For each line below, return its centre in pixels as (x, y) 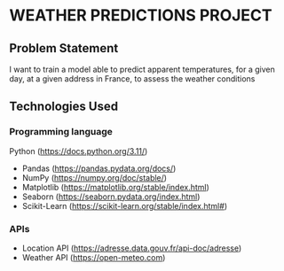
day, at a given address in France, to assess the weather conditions (132, 79)
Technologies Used (63, 107)
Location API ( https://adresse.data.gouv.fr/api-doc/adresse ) (132, 248)
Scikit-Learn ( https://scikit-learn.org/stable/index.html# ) (125, 205)
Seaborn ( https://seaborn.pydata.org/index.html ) (111, 197)
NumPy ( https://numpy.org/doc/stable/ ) (94, 177)
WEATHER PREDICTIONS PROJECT (141, 15)
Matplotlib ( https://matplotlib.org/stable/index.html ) (116, 187)
